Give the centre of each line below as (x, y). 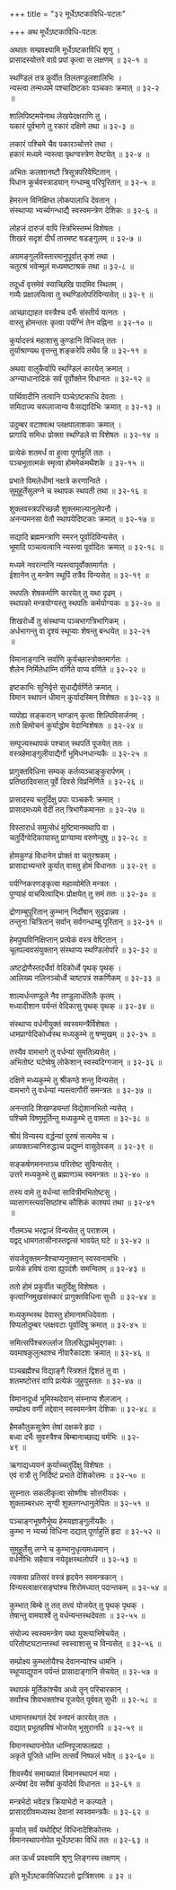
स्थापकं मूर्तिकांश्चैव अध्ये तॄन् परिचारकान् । (69, 1689)
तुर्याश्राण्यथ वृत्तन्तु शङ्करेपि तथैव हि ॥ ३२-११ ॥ (78, 351)
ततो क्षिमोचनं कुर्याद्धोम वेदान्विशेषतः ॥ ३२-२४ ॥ (76, 725)
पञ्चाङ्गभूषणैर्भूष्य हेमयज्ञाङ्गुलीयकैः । (62, 1521)
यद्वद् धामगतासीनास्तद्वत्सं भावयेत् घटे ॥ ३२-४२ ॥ (79, 1240)
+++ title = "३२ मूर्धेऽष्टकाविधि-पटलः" (68, 14)
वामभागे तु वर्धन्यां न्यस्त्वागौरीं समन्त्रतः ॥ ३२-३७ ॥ (80, 1090)
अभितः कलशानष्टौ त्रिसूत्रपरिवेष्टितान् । (64, 172)
